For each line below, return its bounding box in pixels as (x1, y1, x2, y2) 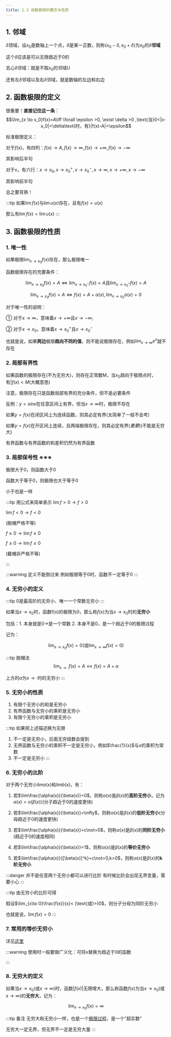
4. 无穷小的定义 (6, 585, 44, 592)
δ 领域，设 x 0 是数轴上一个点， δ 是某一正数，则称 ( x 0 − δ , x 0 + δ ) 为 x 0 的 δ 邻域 (6, 42, 161, 50)
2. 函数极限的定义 (6, 93, 61, 102)
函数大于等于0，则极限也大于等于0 (6, 477, 78, 483)
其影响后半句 (6, 155, 33, 162)
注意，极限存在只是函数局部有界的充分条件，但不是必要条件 (6, 390, 131, 396)
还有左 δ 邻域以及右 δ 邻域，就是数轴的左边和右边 (6, 77, 105, 83)
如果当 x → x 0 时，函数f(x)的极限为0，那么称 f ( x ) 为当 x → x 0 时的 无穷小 (6, 609, 151, 616)
